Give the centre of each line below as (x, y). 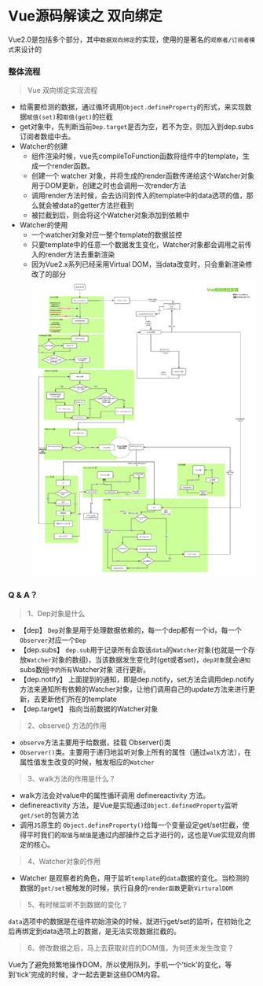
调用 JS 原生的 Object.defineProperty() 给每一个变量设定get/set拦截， (131, 825)
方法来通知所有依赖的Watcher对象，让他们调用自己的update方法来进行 (134, 689)
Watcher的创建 (44, 146)
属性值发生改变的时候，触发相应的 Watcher (87, 762)
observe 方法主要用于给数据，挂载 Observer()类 (95, 742)
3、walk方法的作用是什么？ (71, 779)
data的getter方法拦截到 (96, 205)
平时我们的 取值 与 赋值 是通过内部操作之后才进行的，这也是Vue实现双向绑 (141, 835)
